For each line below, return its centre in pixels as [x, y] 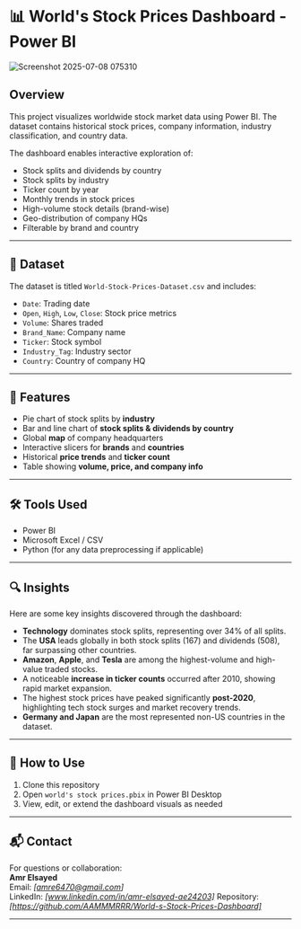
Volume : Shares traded [63, 323]
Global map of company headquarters [93, 438]
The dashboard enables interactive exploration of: [102, 153]
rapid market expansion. [67, 688]
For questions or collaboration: [66, 868]
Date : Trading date [56, 303]
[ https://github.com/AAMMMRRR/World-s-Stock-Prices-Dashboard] [136, 906]
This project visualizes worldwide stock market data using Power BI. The [143, 116]
